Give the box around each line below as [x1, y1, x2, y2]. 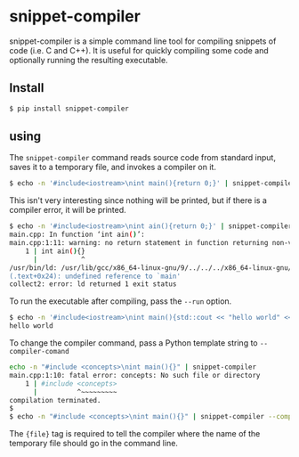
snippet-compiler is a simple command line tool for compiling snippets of [9, 36, 277, 46]
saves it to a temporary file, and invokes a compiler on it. [9, 162, 216, 173]
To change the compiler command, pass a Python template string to [9, 338, 258, 348]
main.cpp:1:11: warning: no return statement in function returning [9, 239, 269, 248]
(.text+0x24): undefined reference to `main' [9, 272, 181, 281]
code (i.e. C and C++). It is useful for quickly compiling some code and [9, 45, 269, 55]
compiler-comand [9, 347, 69, 356]
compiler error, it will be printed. [9, 205, 126, 216]
